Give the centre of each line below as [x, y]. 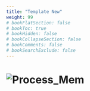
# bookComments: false [34, 45]
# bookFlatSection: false [38, 23]
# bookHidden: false [32, 34]
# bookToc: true [26, 28]
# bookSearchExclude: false [41, 51]
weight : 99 [20, 17]
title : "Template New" [34, 12]
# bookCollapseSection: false [44, 39]
